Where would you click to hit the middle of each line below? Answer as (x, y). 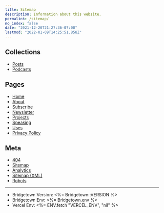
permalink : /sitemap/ (27, 19)
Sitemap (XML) (27, 176)
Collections (23, 52)
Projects (20, 117)
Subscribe (22, 107)
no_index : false (21, 23)
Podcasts (21, 69)
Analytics (21, 170)
